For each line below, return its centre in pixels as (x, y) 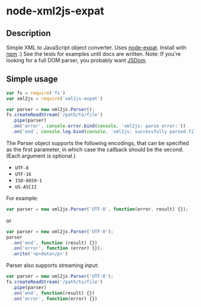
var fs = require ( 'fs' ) (36, 93)
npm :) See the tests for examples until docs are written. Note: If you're (94, 54)
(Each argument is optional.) (41, 156)
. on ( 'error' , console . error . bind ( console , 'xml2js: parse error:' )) (99, 126)
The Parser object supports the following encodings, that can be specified (98, 143)
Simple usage (32, 79)
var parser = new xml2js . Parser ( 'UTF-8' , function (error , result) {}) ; (97, 209)
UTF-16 (23, 174)
